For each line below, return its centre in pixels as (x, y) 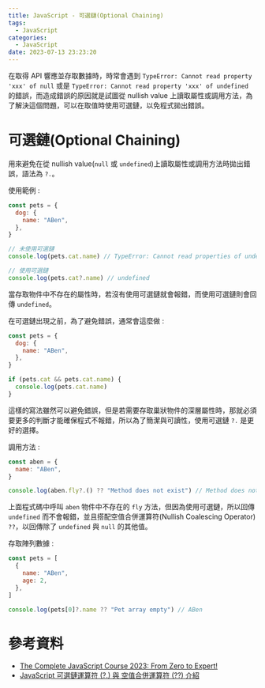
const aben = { (33, 462)
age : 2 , (35, 580)
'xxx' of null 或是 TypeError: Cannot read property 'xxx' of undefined (128, 85)
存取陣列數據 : (31, 543)
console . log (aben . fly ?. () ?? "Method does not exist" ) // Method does (127, 491)
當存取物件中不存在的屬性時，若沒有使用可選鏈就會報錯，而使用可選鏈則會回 (132, 294)
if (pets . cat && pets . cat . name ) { (65, 380)
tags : (17, 23)
